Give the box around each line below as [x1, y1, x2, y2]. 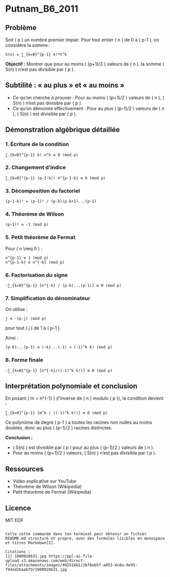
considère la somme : [5, 42, 50, 48]
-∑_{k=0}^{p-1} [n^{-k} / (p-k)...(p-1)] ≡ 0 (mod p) [5, 283, 122, 288]
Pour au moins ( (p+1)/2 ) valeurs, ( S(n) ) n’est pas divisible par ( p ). [12, 450, 157, 456]
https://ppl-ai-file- [48, 554, 95, 559]
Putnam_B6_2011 [5, 3, 78, 15]
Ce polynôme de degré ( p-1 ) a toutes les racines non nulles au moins [5, 419, 153, 426]
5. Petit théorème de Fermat [5, 234, 75, 241]
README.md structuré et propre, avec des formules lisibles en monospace [5, 536, 165, 541]
